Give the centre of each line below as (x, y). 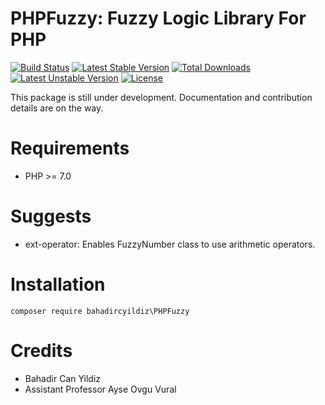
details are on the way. (57, 108)
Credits (41, 350)
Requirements (70, 148)
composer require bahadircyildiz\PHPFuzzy (100, 311)
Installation (58, 284)
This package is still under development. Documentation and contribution (161, 97)
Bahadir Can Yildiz (63, 378)
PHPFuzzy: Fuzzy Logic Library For (158, 18)
